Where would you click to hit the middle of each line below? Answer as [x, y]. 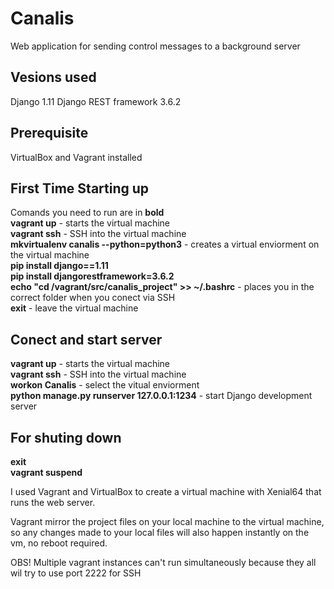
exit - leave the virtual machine [74, 308]
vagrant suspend [46, 472]
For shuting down [66, 437]
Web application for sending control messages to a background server [155, 46]
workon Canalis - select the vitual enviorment [105, 385]
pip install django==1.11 [59, 266]
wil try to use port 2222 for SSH [76, 573]
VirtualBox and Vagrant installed [76, 157]
